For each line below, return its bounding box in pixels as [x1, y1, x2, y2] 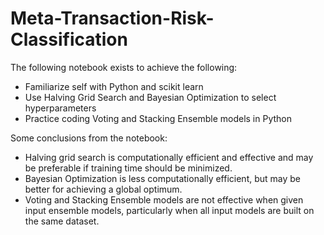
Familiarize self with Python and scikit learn [24, 80, 204, 92]
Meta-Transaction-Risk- [10, 7, 215, 30]
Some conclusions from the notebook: [10, 132, 168, 144]
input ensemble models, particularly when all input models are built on [24, 204, 315, 216]
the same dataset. [24, 215, 100, 227]
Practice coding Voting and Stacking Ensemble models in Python [24, 112, 293, 124]
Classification [10, 28, 128, 51]
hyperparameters [24, 102, 97, 114]
